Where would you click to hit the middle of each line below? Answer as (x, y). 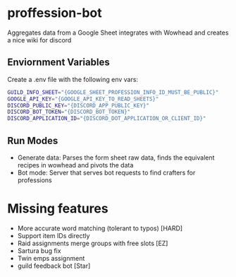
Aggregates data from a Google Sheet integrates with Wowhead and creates (118, 33)
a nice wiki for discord (39, 40)
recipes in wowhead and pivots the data (75, 165)
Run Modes (33, 140)
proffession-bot (55, 13)
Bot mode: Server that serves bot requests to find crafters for (106, 172)
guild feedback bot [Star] (54, 266)
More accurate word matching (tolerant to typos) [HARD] (100, 228)
